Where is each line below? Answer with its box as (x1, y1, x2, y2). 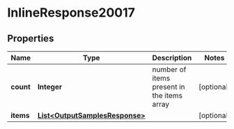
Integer (37, 82, 63, 92)
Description (152, 53, 192, 62)
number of (152, 64, 187, 74)
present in (152, 82, 185, 92)
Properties (7, 33, 54, 44)
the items (152, 91, 183, 100)
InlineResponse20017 (7, 5, 136, 21)
